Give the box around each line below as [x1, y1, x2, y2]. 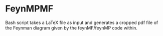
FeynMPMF [5, 3, 54, 14]
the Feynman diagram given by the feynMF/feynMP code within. [5, 24, 138, 30]
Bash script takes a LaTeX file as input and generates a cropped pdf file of [5, 19, 158, 25]
